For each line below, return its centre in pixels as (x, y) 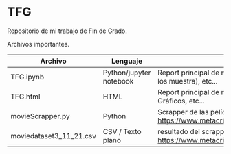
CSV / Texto (122, 131)
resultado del (179, 131)
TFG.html (25, 97)
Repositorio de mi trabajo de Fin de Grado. (67, 31)
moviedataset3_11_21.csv (53, 136)
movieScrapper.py (40, 116)
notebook (118, 81)
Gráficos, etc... (181, 101)
